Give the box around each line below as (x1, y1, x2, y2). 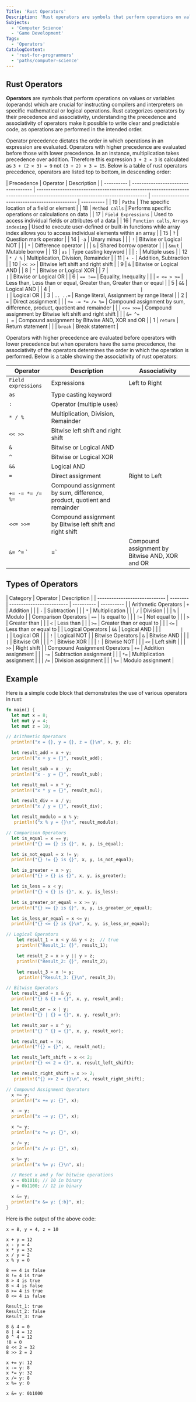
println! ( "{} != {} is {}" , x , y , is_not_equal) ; (11, 857, 134, 863)
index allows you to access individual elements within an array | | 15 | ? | (6, 230, 179, 237)
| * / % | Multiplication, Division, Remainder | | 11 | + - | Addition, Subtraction (6, 254, 190, 261)
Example (6, 674, 38, 684)
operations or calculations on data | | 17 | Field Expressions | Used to (6, 211, 173, 218)
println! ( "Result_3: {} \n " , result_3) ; (19, 974, 116, 980)
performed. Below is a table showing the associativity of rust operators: (6, 353, 178, 360)
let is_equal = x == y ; (11, 835, 69, 841)
